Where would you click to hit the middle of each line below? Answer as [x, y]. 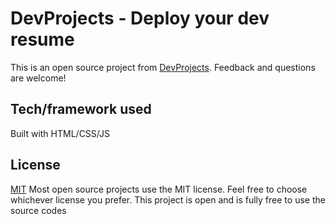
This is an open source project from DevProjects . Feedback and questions [163, 67]
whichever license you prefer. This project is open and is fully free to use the [168, 199]
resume [42, 39]
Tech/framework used [81, 109]
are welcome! [38, 78]
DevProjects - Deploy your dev [140, 18]
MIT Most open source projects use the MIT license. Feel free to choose [159, 189]
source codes [38, 210]
